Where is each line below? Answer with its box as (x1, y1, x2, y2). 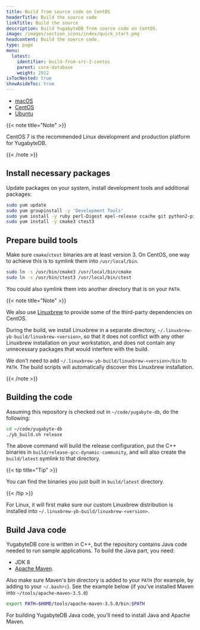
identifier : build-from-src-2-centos (17, 59, 111, 64)
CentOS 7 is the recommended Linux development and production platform (6, 133, 190, 140)
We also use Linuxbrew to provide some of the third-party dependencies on (6, 308, 192, 315)
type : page (6, 42, 33, 48)
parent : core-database (17, 64, 73, 70)
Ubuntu (14, 110, 34, 117)
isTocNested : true (6, 75, 52, 81)
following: (6, 414, 30, 422)
